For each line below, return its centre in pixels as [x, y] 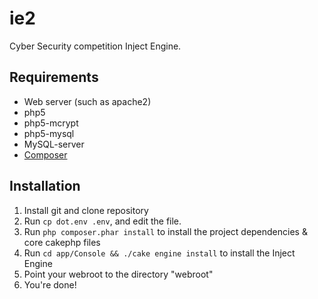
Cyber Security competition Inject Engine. [95, 46]
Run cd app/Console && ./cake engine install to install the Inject [159, 253]
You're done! [50, 284]
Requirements [54, 77]
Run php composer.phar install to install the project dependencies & [165, 231]
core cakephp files [62, 242]
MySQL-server [54, 144]
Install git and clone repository [86, 210]
